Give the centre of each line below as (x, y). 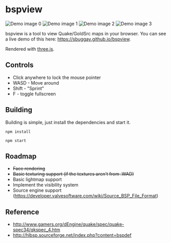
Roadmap (21, 156)
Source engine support (37, 190)
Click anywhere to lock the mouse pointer (57, 77)
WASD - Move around (36, 83)
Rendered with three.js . (30, 49)
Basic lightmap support (37, 179)
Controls (20, 65)
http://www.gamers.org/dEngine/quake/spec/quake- (68, 225)
